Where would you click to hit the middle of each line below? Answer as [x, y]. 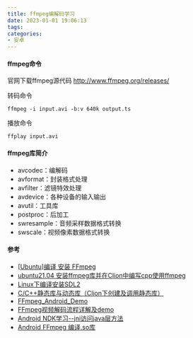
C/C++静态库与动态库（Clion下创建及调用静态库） [90, 293]
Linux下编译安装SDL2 [49, 284]
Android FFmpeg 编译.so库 [57, 327]
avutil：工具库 [38, 205]
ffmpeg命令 [25, 64]
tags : [15, 27]
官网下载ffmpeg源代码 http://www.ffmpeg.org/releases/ [88, 81]
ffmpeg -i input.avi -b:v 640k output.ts [69, 109]
